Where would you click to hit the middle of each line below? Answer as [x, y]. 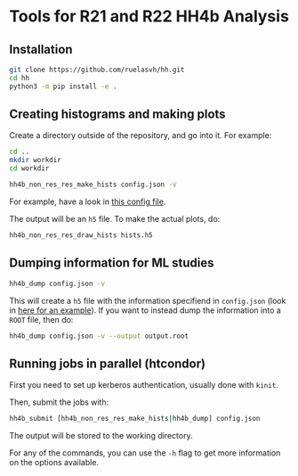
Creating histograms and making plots [117, 115]
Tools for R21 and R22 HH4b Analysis [149, 16]
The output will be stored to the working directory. [101, 436]
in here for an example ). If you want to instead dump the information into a [145, 310]
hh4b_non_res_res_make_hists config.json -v [93, 185]
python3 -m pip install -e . [63, 86]
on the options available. [54, 463]
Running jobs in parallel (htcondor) [108, 363]
